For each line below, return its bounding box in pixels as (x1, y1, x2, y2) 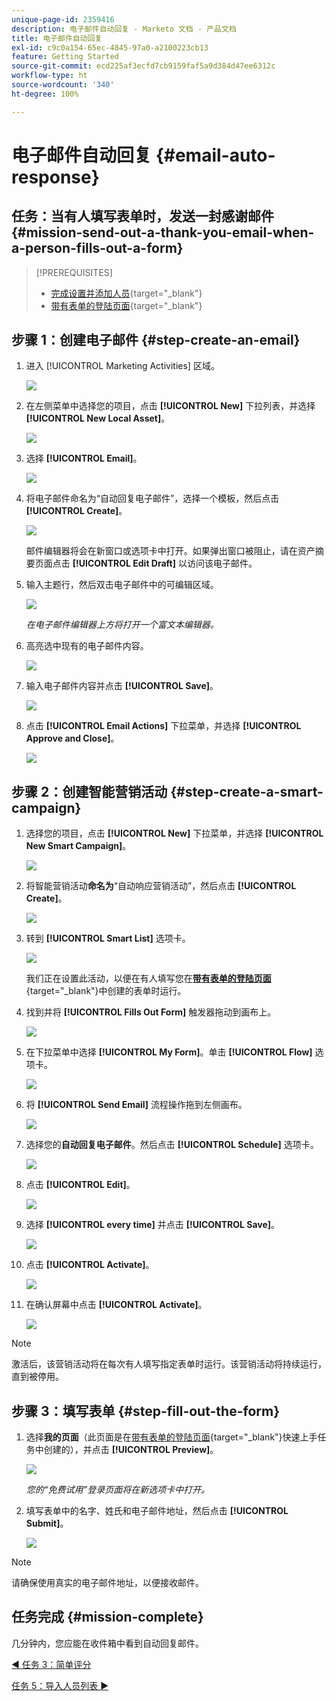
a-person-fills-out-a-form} (11, 240, 184, 257)
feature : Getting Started (11, 52, 119, 62)
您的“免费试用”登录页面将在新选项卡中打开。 (25, 1484, 211, 1496)
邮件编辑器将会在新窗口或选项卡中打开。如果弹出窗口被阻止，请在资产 (25, 545, 316, 557)
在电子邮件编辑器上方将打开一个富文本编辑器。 (25, 619, 219, 631)
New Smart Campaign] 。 (25, 840, 132, 852)
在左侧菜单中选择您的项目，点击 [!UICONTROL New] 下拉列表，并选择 (25, 400, 316, 412)
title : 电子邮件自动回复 (11, 33, 103, 43)
